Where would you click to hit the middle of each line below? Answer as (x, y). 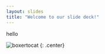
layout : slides (25, 11)
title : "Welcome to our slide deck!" (53, 17)
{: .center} (52, 45)
